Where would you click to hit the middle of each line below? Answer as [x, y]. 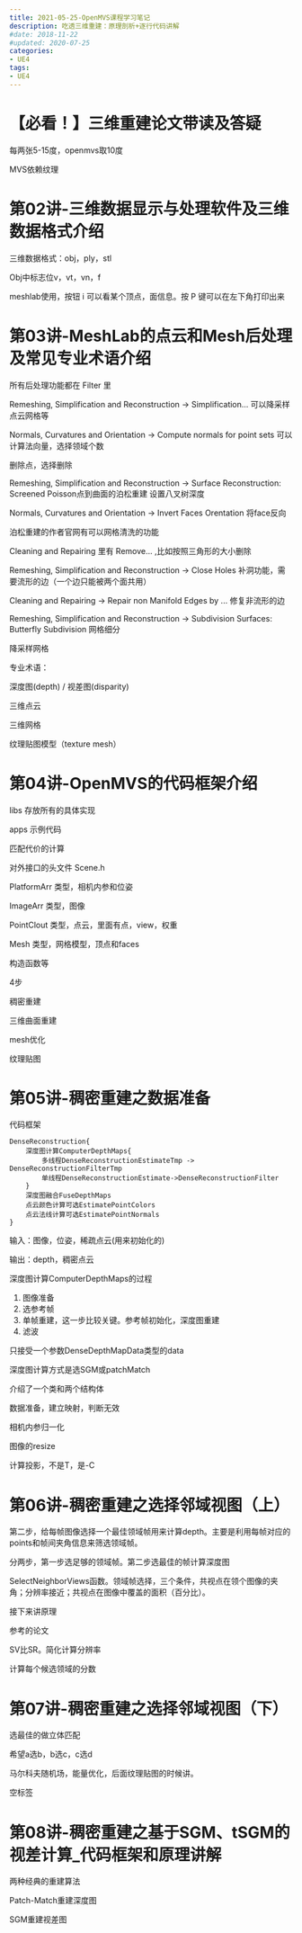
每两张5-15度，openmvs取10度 [66, 150]
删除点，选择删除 [41, 465]
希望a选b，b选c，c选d [51, 1754]
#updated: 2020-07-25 [50, 43]
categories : [31, 51]
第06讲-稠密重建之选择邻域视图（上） [150, 1505]
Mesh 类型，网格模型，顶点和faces [74, 944]
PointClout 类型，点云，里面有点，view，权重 [93, 925]
